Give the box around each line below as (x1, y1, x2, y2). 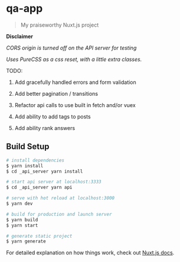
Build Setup (6, 141, 50, 152)
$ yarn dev (6, 200, 33, 206)
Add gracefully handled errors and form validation (14, 79, 137, 86)
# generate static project (6, 233, 73, 239)
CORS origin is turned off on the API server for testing (6, 44, 137, 51)
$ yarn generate (6, 238, 46, 244)
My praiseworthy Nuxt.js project (20, 21, 99, 28)
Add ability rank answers (14, 124, 76, 131)
